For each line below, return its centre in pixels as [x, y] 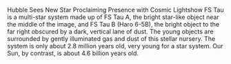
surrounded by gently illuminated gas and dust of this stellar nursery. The [111, 39]
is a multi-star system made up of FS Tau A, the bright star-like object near [113, 17]
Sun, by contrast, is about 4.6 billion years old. [73, 53]
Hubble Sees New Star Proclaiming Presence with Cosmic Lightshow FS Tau [115, 10]
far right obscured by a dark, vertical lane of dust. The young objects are [110, 31]
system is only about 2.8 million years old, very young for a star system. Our [115, 46]
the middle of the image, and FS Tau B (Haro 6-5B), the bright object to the [113, 24]
